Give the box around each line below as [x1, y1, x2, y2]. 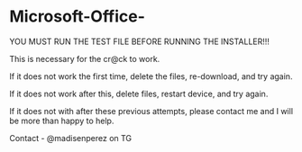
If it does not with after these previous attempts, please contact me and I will [9, 105, 294, 116]
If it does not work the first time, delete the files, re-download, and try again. [9, 70, 293, 82]
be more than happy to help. [9, 115, 114, 126]
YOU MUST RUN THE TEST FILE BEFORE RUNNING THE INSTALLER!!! [9, 36, 270, 47]
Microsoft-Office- [9, 6, 146, 27]
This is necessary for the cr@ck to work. [9, 53, 160, 64]
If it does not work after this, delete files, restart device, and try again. [9, 88, 269, 99]
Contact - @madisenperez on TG [9, 132, 133, 143]
